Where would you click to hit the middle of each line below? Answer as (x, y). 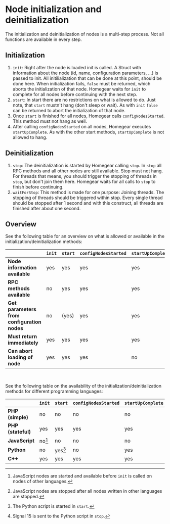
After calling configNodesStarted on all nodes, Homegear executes (82, 126)
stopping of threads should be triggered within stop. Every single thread (88, 198)
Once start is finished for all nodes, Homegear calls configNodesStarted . (89, 116)
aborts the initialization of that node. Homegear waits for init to (79, 89)
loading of (20, 357)
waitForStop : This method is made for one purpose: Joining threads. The (88, 192)
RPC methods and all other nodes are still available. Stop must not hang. (88, 171)
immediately (23, 343)
